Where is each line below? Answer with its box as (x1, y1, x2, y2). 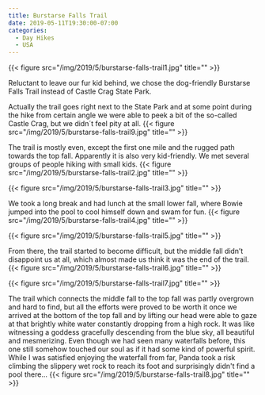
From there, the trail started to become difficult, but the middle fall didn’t (8, 247, 244, 256)
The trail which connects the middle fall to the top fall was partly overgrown (8, 294, 255, 304)
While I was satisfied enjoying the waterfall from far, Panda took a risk (8, 353, 236, 362)
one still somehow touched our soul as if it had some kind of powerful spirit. (8, 344, 256, 354)
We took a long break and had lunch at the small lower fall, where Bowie (8, 199, 243, 209)
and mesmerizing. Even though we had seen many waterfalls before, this (8, 336, 246, 346)
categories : (8, 26, 47, 34)
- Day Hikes (15, 33, 55, 42)
